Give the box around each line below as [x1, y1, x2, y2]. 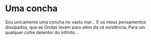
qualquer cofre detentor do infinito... [5, 29, 79, 35]
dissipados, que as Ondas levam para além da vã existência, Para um [5, 24, 146, 30]
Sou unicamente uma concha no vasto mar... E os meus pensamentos [5, 19, 147, 25]
